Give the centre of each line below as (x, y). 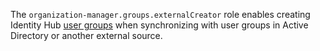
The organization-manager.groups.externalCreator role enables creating (160, 14)
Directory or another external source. (86, 35)
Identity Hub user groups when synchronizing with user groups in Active (159, 25)
